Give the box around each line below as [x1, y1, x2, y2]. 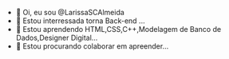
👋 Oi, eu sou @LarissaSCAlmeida [15, 8, 125, 17]
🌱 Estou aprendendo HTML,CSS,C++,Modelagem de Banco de [15, 25, 222, 33]
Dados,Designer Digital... [15, 33, 98, 42]
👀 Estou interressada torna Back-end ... [15, 16, 145, 26]
